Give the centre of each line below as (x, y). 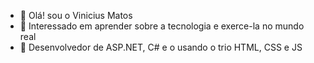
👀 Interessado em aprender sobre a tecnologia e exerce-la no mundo (162, 26)
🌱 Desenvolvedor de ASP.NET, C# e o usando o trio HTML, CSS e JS (161, 47)
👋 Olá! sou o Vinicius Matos (76, 15)
